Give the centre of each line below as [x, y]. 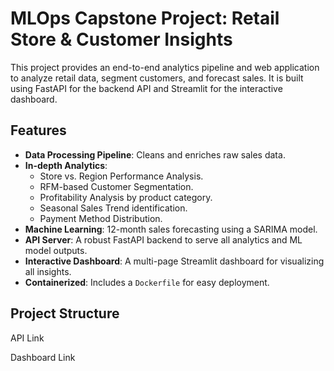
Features [38, 130]
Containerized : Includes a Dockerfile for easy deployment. [147, 282]
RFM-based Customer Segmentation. [116, 186]
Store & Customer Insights [121, 39]
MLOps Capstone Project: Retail [145, 18]
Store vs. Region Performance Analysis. [121, 176]
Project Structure [65, 313]
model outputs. [56, 250]
